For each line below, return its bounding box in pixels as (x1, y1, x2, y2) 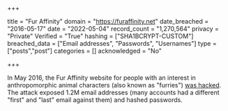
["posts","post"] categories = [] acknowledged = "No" (7, 46, 162, 55)
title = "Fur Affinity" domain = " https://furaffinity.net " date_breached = (7, 17, 209, 25)
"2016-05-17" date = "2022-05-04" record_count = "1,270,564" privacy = (7, 25, 220, 33)
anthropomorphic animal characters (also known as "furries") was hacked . (7, 81, 222, 89)
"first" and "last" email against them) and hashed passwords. (7, 96, 183, 104)
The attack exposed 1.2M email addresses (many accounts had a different (7, 88, 220, 96)
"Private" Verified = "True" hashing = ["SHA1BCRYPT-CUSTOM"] (7, 32, 194, 40)
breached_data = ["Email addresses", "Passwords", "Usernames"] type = (7, 40, 218, 47)
